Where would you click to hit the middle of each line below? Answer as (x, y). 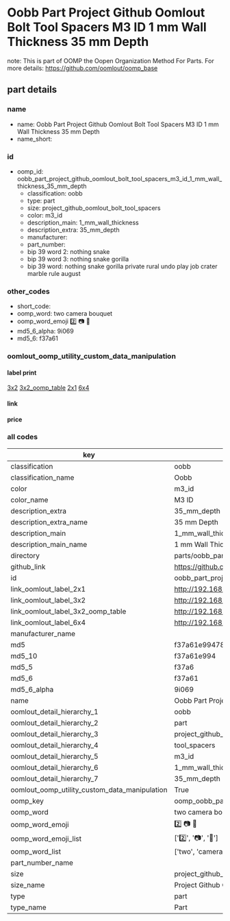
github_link (28, 566)
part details (32, 90)
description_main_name (49, 544)
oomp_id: (30, 171)
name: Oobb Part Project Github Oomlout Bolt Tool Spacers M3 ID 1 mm (118, 124)
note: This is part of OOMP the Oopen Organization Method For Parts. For (111, 60)
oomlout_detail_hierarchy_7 (54, 778)
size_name (28, 885)
